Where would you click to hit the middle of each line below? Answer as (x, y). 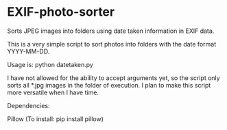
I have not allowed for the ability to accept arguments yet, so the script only (114, 78)
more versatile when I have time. (53, 92)
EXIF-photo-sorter (61, 12)
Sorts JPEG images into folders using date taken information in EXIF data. (111, 31)
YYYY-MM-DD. (28, 51)
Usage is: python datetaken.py (50, 64)
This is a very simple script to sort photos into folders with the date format (112, 44)
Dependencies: (28, 105)
